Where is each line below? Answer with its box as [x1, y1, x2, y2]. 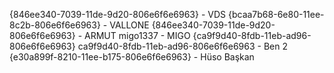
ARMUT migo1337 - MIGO [84, 30, 191, 41]
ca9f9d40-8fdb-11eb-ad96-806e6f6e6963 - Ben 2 [77, 40, 289, 52]
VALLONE [109, 19, 150, 31]
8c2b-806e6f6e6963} [9, 19, 101, 31]
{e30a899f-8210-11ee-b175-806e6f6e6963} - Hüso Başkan [9, 51, 255, 63]
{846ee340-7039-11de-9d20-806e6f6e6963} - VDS [9, 9, 227, 20]
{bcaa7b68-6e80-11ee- [227, 9, 325, 20]
